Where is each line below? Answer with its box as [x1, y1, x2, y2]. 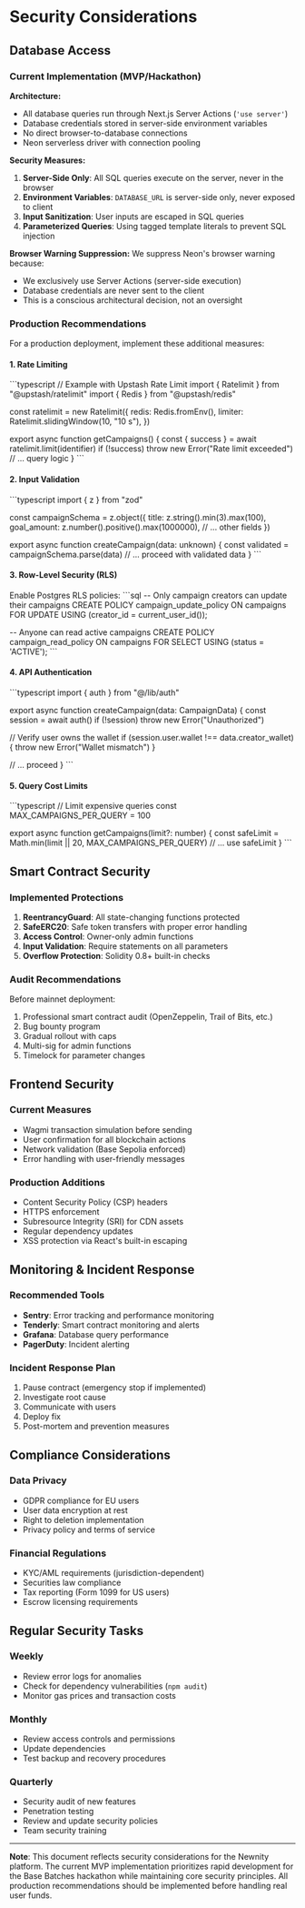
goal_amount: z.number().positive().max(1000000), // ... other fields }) [9, 521, 271, 532]
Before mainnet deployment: [9, 994, 116, 1004]
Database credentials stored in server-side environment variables [22, 117, 268, 128]
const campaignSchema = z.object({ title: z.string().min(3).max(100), [9, 511, 267, 522]
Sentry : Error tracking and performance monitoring [22, 1309, 215, 1320]
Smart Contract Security [9, 863, 152, 879]
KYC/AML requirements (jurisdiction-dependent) [22, 1568, 205, 1579]
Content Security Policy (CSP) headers [22, 1196, 168, 1207]
